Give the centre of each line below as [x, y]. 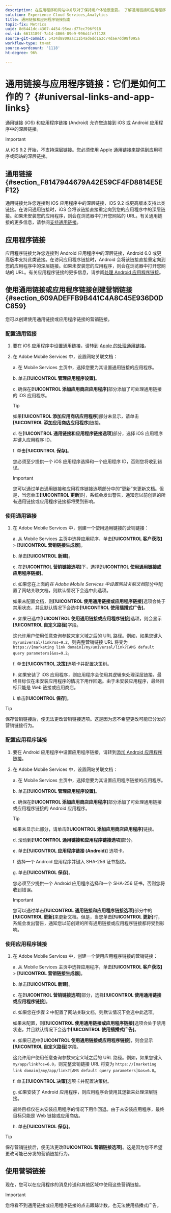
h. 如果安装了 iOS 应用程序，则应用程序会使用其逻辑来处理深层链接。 [85, 675]
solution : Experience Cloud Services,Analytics [57, 15]
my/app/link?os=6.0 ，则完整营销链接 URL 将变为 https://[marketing [84, 1064]
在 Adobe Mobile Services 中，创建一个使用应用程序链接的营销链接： [85, 956]
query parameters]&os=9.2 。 [42, 653]
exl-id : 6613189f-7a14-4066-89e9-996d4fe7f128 [55, 34]
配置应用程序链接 [26, 740]
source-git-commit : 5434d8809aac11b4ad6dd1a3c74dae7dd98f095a [73, 39]
